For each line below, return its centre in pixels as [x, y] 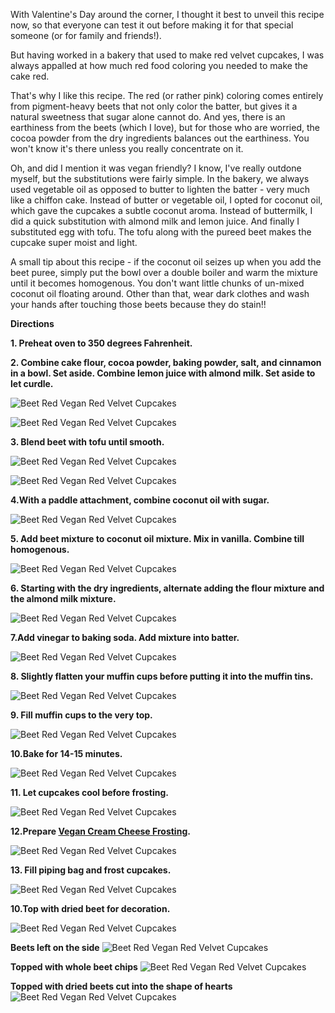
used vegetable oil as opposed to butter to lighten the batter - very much [160, 189]
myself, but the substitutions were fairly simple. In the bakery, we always [160, 178]
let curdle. [32, 383]
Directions [32, 323]
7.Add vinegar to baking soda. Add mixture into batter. [125, 637]
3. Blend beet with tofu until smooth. [87, 442]
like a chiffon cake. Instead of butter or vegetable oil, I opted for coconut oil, [166, 200]
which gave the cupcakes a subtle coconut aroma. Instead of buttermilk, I [161, 210]
